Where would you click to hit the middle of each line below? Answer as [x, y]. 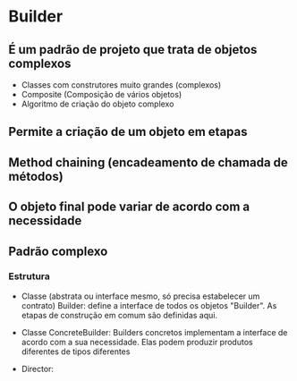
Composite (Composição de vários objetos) [102, 94]
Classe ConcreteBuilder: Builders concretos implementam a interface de [154, 332]
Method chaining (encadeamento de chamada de [148, 162]
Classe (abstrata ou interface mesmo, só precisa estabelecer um [140, 296]
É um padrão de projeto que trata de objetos [133, 50]
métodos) [36, 176]
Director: [38, 368]
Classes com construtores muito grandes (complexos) [121, 85]
